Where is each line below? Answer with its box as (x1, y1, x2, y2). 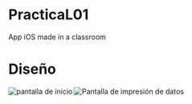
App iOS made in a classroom (8, 32, 107, 42)
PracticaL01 (8, 6, 89, 24)
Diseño (8, 60, 56, 78)
